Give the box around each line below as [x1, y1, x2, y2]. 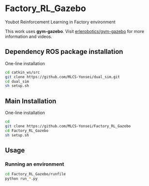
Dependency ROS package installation [5, 48, 123, 56]
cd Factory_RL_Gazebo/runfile [5, 172, 66, 177]
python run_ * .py [5, 176, 38, 181]
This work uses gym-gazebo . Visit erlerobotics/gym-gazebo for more [5, 28, 144, 34]
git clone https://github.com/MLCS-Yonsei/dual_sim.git [5, 74, 120, 79]
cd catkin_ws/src [5, 70, 40, 75]
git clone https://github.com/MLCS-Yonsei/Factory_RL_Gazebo [5, 123, 131, 129]
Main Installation [5, 97, 57, 105]
